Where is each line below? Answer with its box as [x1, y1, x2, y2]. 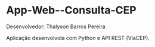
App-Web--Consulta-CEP [6, 4, 137, 17]
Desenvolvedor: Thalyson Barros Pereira [6, 23, 106, 30]
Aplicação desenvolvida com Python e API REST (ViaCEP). [6, 34, 150, 41]
